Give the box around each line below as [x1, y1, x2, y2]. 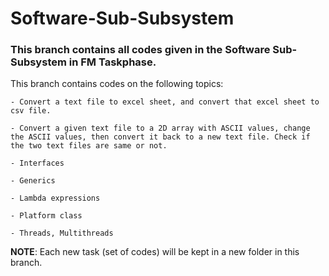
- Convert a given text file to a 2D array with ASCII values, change [10, 123, 311, 134]
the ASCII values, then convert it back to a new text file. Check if [10, 132, 311, 142]
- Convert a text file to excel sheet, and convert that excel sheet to [10, 97, 320, 107]
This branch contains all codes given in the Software [10, 43, 271, 57]
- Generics [10, 176, 56, 186]
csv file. [10, 106, 52, 116]
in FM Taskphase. [68, 55, 157, 69]
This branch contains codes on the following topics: [10, 78, 224, 90]
